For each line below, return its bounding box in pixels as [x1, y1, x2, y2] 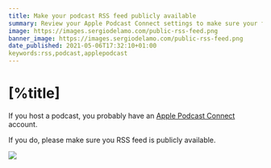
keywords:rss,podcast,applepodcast [8, 49, 128, 57]
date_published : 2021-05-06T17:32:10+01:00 [8, 42, 157, 50]
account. [8, 119, 38, 129]
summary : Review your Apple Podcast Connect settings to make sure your [8, 19, 258, 27]
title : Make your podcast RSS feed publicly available [8, 11, 197, 20]
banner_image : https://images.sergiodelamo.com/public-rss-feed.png [8, 34, 244, 43]
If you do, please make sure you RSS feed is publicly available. [8, 135, 216, 145]
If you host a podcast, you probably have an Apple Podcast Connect [8, 111, 236, 120]
